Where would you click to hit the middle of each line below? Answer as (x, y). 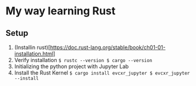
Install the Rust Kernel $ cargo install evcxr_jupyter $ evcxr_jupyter (102, 73)
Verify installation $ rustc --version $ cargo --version (83, 60)
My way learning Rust (61, 11)
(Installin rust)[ (32, 47)
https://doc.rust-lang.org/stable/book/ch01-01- (108, 47)
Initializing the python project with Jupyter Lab (71, 66)
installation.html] (35, 54)
